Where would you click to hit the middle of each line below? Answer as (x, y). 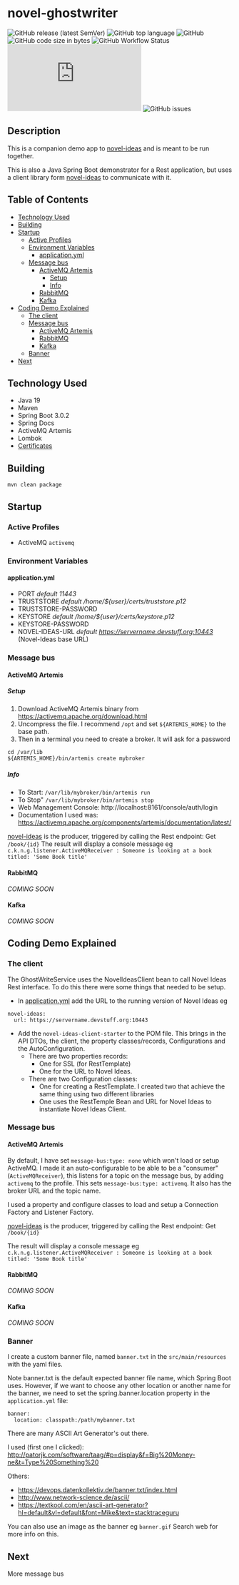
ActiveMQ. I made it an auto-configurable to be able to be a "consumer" (113, 1168)
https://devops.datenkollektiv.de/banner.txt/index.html (97, 1490)
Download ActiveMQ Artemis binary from (78, 709)
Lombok (30, 438)
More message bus (36, 1574)
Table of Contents (48, 200)
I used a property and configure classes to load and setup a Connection (113, 1204)
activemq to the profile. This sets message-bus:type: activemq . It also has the (119, 1183)
